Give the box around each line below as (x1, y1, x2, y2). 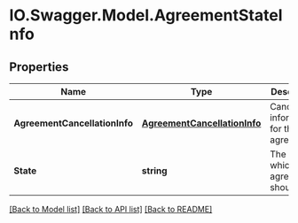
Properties (9, 59, 69, 74)
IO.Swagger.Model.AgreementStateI (9, 5, 283, 26)
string (141, 165, 168, 177)
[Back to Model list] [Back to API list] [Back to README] (9, 204, 213, 214)
